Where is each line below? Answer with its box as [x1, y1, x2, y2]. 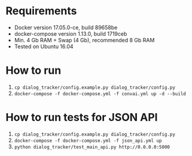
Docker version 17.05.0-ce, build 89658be [14, 24, 118, 31]
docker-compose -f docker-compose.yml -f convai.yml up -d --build [14, 91, 186, 96]
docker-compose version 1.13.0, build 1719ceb [14, 30, 127, 37]
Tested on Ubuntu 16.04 [14, 43, 74, 50]
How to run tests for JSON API [5, 111, 158, 124]
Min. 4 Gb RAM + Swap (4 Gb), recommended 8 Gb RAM [14, 36, 155, 43]
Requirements [5, 4, 77, 18]
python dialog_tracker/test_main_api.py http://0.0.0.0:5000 [14, 144, 170, 150]
